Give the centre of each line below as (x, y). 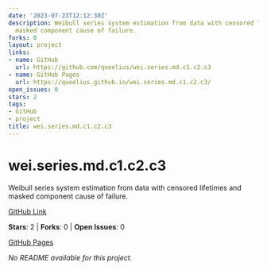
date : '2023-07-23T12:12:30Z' (58, 15)
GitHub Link (27, 211)
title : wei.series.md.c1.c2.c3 (60, 126)
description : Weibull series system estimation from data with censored (131, 23)
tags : (17, 104)
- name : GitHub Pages (44, 75)
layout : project (35, 45)
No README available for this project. (70, 257)
